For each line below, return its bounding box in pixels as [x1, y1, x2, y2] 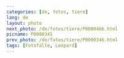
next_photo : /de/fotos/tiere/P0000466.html [6, 25, 119, 32]
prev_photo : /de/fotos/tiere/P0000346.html [6, 37, 119, 43]
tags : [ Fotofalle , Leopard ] [6, 43, 78, 49]
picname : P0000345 [6, 31, 53, 37]
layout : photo [6, 20, 43, 26]
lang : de [6, 14, 29, 21]
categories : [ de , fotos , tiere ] [6, 8, 88, 15]
